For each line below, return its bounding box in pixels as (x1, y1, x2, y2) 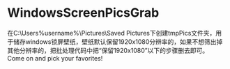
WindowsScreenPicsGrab (7, 5, 160, 21)
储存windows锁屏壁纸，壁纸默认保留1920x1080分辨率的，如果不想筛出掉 (13, 37, 223, 46)
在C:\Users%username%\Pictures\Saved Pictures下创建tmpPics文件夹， (7, 29, 216, 37)
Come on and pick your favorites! (7, 54, 103, 62)
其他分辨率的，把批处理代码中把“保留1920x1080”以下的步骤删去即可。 (7, 46, 209, 54)
